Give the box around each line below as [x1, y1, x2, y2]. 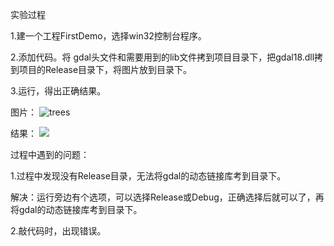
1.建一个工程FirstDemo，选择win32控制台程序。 [10, 30, 207, 42]
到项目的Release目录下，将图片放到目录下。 [10, 64, 193, 75]
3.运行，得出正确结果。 [10, 85, 107, 97]
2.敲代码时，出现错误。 [10, 225, 107, 237]
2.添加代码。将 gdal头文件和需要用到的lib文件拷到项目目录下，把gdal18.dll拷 [10, 51, 324, 63]
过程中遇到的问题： [10, 149, 90, 160]
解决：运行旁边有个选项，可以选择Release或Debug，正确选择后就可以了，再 [10, 191, 325, 203]
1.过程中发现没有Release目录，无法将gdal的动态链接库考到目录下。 [10, 170, 287, 182]
